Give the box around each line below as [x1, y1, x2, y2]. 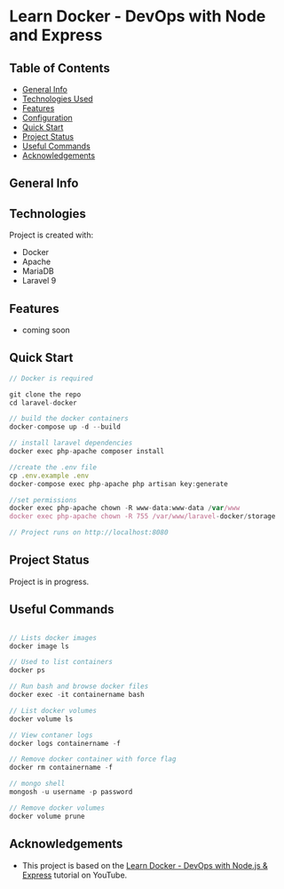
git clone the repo [9, 389, 82, 399]
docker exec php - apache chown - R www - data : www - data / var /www [9, 504, 241, 513]
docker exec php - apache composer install [9, 447, 165, 456]
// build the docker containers [9, 414, 129, 423]
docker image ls [9, 642, 69, 651]
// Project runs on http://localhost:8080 [9, 528, 169, 537]
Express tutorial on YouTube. [21, 869, 128, 880]
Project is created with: [9, 229, 94, 241]
